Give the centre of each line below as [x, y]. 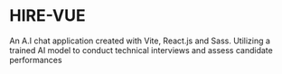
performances [36, 60]
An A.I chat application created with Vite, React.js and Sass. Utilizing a [140, 41]
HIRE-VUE [47, 16]
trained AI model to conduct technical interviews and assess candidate [141, 50]
